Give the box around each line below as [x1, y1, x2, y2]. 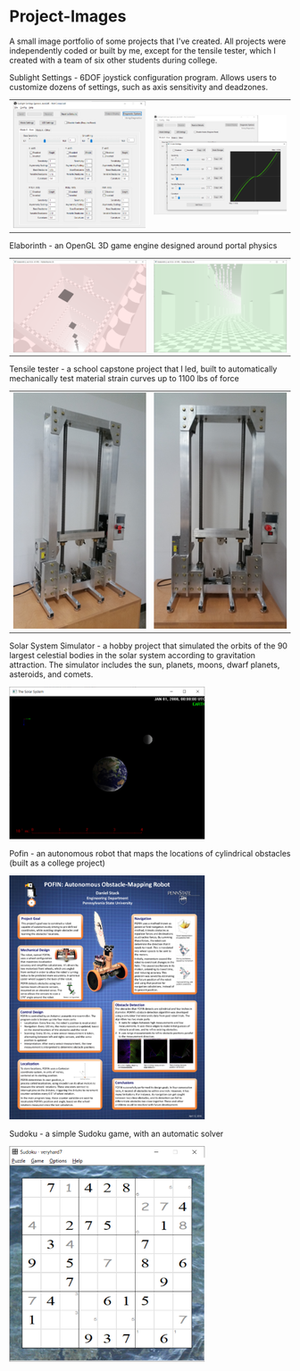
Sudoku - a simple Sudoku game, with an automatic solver [9, 1128, 224, 1140]
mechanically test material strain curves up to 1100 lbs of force [9, 373, 239, 384]
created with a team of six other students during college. [9, 54, 218, 65]
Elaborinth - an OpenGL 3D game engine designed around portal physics [9, 240, 278, 251]
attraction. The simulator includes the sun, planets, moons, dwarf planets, [9, 659, 280, 670]
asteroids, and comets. [9, 668, 94, 680]
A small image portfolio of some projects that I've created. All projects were [9, 36, 287, 46]
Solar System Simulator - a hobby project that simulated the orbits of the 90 [9, 640, 288, 651]
